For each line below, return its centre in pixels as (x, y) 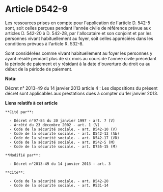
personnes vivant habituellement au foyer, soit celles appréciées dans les (79, 38)
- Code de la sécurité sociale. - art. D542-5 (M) (62, 142)
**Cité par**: (20, 112)
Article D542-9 (36, 9)
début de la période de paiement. (39, 69)
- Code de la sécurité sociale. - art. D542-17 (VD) (65, 138)
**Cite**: (15, 172)
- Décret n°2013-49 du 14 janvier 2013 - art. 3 (60, 164)
